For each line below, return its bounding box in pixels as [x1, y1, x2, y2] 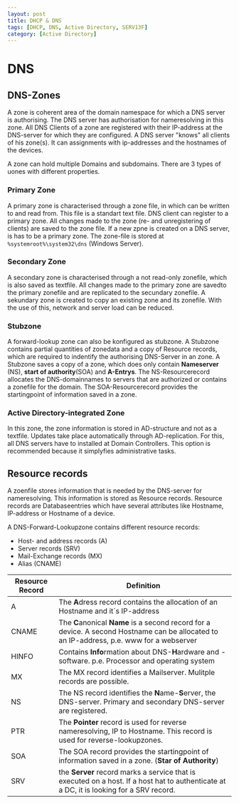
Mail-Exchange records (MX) [17, 552, 103, 560]
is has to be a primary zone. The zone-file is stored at [7, 231, 164, 240]
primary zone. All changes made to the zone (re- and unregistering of [7, 216, 211, 225]
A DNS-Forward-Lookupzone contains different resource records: [7, 523, 201, 531]
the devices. [7, 146, 44, 155]
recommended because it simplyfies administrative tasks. [7, 447, 176, 456]
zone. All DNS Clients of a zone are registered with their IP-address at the [7, 123, 223, 132]
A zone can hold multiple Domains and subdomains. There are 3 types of [7, 160, 222, 168]
